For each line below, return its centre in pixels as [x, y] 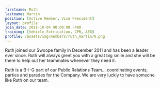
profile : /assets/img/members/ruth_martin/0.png [55, 37]
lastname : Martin [23, 14]
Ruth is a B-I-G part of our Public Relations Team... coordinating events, [76, 70]
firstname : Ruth [21, 9]
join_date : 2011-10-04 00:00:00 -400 [43, 28]
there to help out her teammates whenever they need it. [61, 60]
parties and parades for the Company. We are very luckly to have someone [80, 75]
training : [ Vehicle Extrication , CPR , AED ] [50, 32]
